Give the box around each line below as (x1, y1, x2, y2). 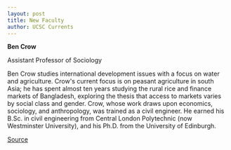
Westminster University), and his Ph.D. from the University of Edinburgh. (7, 122, 216, 130)
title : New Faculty (7, 17, 65, 24)
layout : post (7, 10, 46, 18)
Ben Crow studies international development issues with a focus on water (7, 69, 220, 78)
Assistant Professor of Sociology (7, 56, 103, 64)
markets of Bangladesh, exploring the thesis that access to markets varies (7, 92, 222, 100)
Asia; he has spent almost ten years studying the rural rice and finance (7, 85, 212, 93)
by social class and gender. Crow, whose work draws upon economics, (7, 100, 213, 108)
